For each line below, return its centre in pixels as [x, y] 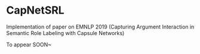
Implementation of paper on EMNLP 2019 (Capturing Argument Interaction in [100, 27]
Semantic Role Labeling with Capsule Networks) [65, 33]
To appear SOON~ [29, 45]
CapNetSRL [35, 10]
